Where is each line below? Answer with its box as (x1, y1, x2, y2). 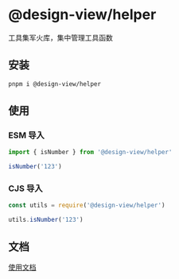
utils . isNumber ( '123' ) (8, 216, 84, 224)
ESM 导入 (8, 130, 45, 141)
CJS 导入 (8, 183, 43, 194)
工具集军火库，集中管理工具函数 (8, 33, 113, 42)
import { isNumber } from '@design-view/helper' (8, 149, 173, 157)
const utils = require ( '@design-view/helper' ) (8, 201, 165, 210)
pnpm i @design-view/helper (8, 79, 102, 88)
